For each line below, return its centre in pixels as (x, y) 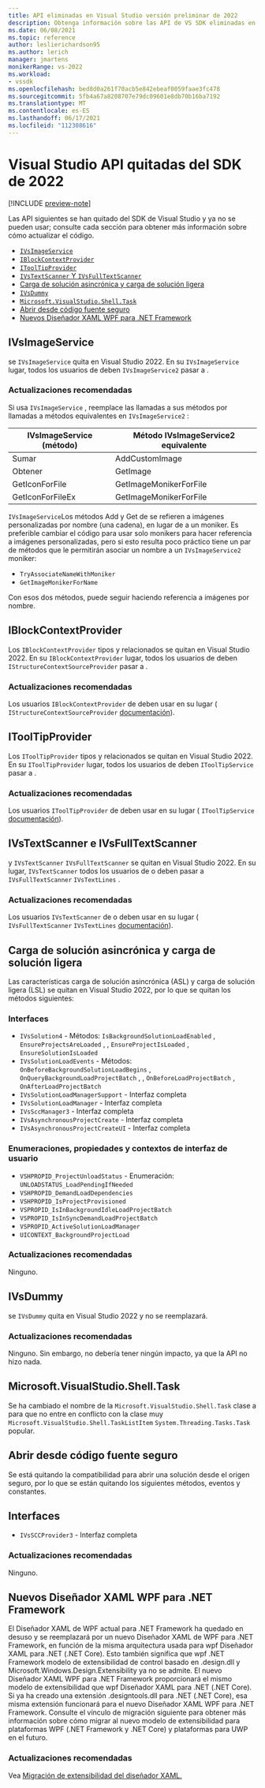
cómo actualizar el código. (51, 235)
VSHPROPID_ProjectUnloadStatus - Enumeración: (97, 1176)
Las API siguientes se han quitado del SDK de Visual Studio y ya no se (122, 219)
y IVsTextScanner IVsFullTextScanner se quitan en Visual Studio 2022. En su (132, 862)
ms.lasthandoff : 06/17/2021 (54, 118)
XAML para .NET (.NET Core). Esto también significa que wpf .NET (116, 1654)
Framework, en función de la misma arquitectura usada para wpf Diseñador (131, 1645)
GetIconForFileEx (44, 496)
